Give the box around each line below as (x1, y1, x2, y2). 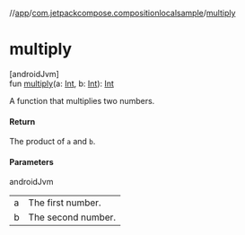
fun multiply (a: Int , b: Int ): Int (9, 78, 115, 89)
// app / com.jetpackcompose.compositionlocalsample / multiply (9, 8, 236, 18)
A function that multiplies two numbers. (9, 95, 155, 106)
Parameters (9, 156, 54, 167)
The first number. (28, 196, 101, 209)
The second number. (28, 211, 117, 223)
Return (9, 116, 36, 126)
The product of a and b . (9, 136, 96, 147)
